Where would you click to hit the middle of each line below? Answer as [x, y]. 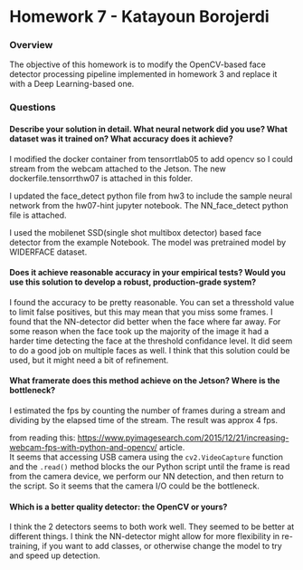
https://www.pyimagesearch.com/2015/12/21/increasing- [183, 438]
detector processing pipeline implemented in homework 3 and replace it [143, 74]
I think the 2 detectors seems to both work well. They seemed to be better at [152, 527]
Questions [33, 108]
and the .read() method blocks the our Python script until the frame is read [150, 467]
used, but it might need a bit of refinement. [89, 360]
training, [25, 546]
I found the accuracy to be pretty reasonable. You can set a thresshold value [152, 302]
